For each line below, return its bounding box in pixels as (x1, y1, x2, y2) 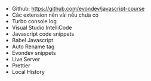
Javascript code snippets (11, 30, 75, 38)
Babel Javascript (11, 37, 54, 43)
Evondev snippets (11, 49, 56, 56)
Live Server (11, 56, 41, 63)
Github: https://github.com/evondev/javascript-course (11, 5, 145, 12)
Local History (11, 68, 45, 75)
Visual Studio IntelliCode (11, 24, 73, 31)
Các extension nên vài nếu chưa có (11, 11, 99, 18)
